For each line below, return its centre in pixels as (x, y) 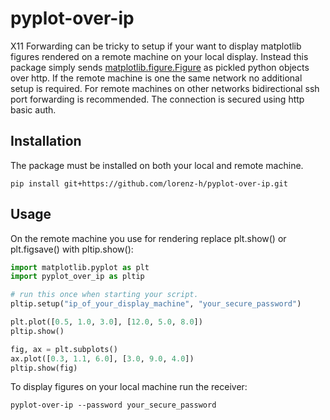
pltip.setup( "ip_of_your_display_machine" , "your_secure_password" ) (156, 304)
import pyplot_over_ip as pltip (77, 277)
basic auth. (33, 109)
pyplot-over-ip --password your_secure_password (113, 405)
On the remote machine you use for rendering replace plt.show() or (148, 238)
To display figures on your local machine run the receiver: (129, 387)
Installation (46, 141)
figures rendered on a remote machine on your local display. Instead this (159, 56)
